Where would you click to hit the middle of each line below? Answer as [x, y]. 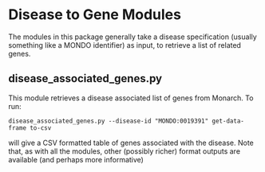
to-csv [40, 128]
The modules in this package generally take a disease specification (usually [132, 37]
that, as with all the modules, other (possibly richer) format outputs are [125, 151]
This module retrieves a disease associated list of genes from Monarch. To [131, 98]
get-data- [228, 121]
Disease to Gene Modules [95, 15]
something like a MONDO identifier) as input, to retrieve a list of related [125, 45]
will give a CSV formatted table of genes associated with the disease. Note [131, 143]
